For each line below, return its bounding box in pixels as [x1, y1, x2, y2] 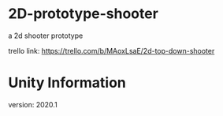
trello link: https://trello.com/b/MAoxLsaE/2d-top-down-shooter [8, 46, 215, 55]
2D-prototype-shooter [8, 5, 159, 23]
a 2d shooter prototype [8, 31, 84, 40]
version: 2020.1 [8, 99, 58, 109]
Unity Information [8, 74, 126, 92]
